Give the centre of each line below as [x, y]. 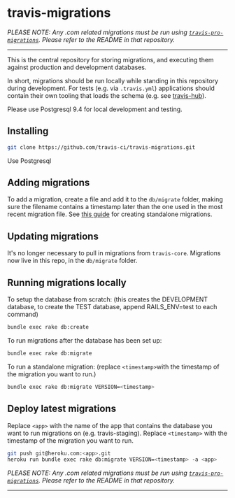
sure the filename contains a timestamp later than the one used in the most [115, 207]
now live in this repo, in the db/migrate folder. [72, 261]
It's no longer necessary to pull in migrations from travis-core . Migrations [114, 253]
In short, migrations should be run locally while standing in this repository [113, 80]
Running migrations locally [67, 282]
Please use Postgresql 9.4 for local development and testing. [95, 109]
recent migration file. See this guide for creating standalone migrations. [110, 214]
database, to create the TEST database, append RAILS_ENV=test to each [112, 307]
